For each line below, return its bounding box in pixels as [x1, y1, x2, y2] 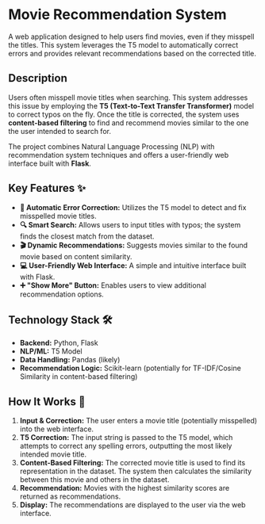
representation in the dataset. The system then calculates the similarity [19, 466, 252, 476]
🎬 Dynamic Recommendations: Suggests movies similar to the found [19, 240, 248, 250]
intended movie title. [19, 449, 87, 459]
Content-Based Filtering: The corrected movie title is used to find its [19, 458, 246, 468]
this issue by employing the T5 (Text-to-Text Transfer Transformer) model [8, 101, 255, 110]
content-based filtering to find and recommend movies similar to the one [8, 117, 249, 128]
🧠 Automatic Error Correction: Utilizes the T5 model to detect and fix [19, 202, 247, 212]
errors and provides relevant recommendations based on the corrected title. [8, 48, 256, 58]
